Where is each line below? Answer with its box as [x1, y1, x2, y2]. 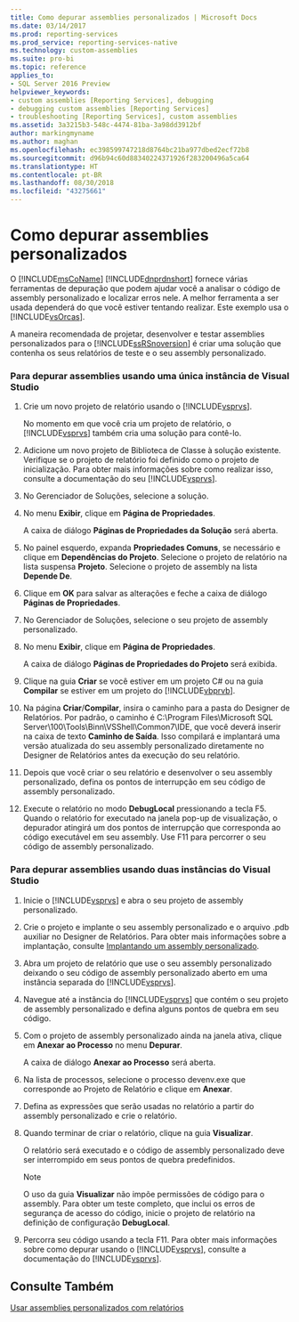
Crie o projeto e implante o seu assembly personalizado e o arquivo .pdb [22, 921, 290, 932]
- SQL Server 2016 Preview [10, 79, 110, 88]
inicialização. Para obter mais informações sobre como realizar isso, [22, 464, 274, 474]
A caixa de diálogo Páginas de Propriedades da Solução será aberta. [22, 525, 279, 536]
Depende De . [22, 571, 73, 581]
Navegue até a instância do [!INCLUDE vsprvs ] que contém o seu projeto [22, 994, 288, 1004]
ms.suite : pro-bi [10, 54, 75, 63]
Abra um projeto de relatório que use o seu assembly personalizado [22, 958, 272, 969]
